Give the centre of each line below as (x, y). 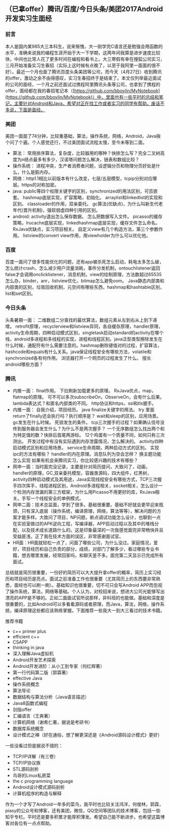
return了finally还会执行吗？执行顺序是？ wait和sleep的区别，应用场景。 (87, 416)
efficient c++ (26, 636)
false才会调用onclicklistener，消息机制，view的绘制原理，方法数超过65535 (83, 275)
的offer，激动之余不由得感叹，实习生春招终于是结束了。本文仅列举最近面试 (83, 78)
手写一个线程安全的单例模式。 (53, 498)
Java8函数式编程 (30, 703)
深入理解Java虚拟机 (33, 653)
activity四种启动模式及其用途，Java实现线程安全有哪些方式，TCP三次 (85, 479)
